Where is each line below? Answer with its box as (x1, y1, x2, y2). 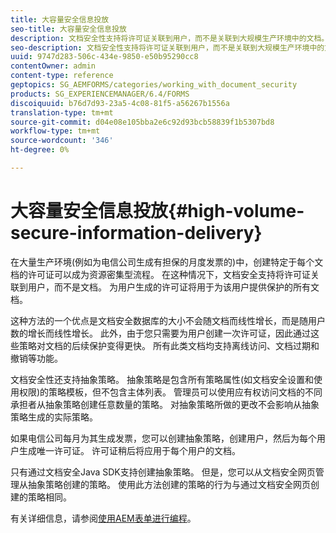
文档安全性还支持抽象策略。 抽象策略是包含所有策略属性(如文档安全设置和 (10, 373, 315, 385)
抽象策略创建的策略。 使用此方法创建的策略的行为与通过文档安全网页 (27, 478, 311, 490)
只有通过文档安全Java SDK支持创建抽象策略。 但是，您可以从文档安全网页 (10, 466, 316, 478)
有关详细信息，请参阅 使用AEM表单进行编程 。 (10, 512, 197, 524)
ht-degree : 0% (10, 145, 70, 155)
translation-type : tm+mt (10, 107, 114, 118)
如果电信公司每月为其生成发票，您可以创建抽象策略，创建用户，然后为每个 (10, 432, 317, 444)
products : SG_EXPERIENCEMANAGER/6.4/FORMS (10, 89, 190, 99)
